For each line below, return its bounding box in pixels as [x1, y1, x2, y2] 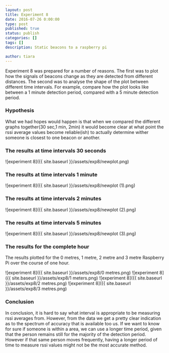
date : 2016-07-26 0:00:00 [5, 17, 60, 22]
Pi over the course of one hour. [5, 260, 70, 266]
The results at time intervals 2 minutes [5, 195, 102, 202]
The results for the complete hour [5, 243, 89, 250]
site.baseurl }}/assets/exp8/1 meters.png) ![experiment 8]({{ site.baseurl [12, 275, 162, 281]
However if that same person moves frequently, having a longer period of [5, 336, 158, 342]
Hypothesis [5, 107, 34, 114]
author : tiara [5, 54, 35, 59]
